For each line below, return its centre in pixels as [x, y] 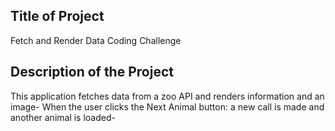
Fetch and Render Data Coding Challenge [96, 40]
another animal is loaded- [63, 117]
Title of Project [57, 16]
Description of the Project [92, 72]
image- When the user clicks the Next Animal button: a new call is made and [167, 106]
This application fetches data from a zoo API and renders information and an [167, 96]
